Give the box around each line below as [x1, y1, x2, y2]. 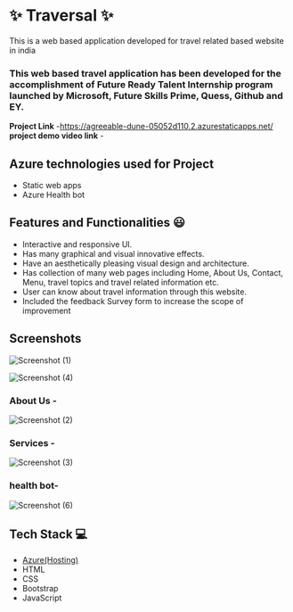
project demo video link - [9, 130, 104, 141]
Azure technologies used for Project [9, 156, 215, 171]
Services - [9, 436, 55, 449]
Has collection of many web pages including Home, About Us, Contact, [21, 267, 283, 277]
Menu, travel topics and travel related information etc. [21, 277, 220, 287]
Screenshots [9, 331, 82, 346]
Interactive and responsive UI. [21, 238, 133, 250]
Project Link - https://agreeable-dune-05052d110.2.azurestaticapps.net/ [9, 121, 273, 132]
